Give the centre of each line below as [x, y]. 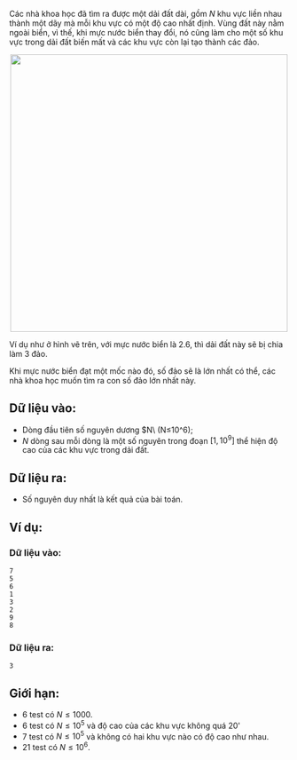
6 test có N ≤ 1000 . [57, 715]
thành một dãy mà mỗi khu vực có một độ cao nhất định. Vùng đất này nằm [147, 23]
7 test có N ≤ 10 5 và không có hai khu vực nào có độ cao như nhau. [145, 735]
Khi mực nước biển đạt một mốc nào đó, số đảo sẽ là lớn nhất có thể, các [143, 371]
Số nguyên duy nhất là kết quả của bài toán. [102, 499]
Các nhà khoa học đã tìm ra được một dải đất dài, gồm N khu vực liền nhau [145, 14]
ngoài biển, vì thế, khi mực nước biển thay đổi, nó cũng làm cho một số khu [146, 32]
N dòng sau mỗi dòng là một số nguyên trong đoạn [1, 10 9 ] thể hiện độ [150, 439]
